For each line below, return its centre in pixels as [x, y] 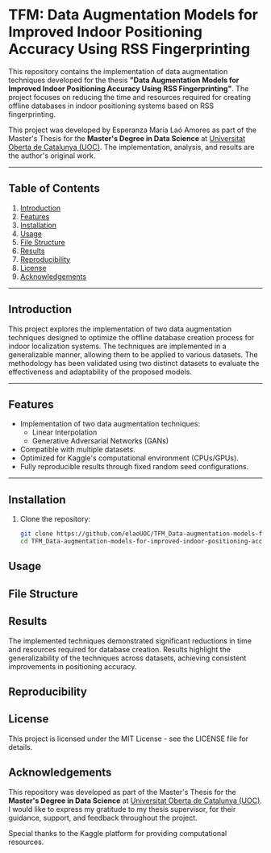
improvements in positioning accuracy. [73, 666]
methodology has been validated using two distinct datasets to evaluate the [134, 363]
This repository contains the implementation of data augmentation [118, 71]
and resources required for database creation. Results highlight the [120, 649]
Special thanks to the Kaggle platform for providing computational [118, 833]
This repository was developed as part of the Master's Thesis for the [122, 792]
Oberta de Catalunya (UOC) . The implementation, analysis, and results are [131, 147]
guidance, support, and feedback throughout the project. [103, 818]
